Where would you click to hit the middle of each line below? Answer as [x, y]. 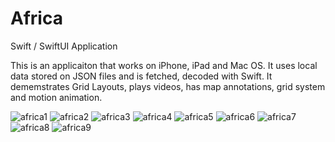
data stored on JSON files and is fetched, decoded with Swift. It [141, 76]
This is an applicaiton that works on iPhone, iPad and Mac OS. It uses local [164, 65]
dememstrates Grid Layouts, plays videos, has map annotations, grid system [168, 86]
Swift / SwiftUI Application [64, 46]
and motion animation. [56, 97]
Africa [36, 18]
